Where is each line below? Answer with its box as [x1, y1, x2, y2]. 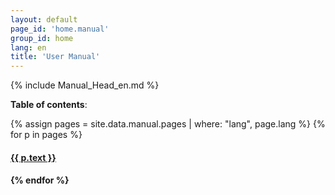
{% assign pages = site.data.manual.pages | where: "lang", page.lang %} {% [10, 118, 326, 130]
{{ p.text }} [10, 151, 57, 163]
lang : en [10, 42, 47, 53]
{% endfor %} [10, 174, 70, 186]
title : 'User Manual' [10, 52, 101, 62]
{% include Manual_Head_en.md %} [10, 79, 160, 91]
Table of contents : [10, 99, 88, 111]
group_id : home [10, 33, 74, 43]
